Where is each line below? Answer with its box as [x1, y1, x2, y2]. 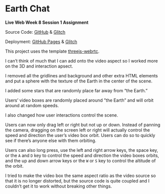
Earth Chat [5, 3, 50, 14]
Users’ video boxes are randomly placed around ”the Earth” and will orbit [5, 97, 154, 103]
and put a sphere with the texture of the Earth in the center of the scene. [5, 78, 153, 84]
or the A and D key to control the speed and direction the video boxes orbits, [5, 152, 159, 158]
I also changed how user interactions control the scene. [5, 112, 119, 118]
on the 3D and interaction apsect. [5, 63, 73, 69]
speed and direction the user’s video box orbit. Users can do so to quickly [5, 132, 156, 138]
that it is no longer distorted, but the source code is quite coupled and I [5, 178, 150, 184]
